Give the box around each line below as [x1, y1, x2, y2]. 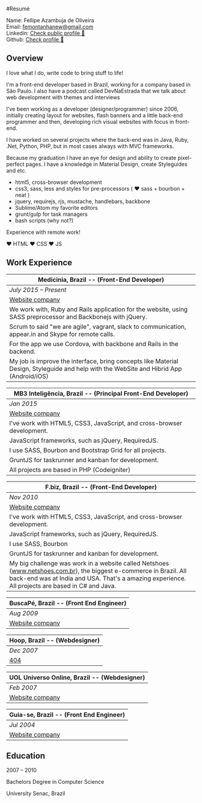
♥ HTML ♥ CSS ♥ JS [6, 240, 62, 247]
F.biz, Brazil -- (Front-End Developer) [44, 483, 158, 491]
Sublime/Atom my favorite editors [14, 204, 98, 211]
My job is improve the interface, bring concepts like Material [9, 357, 179, 365]
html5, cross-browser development [14, 179, 102, 186]
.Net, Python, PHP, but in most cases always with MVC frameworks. [6, 142, 174, 150]
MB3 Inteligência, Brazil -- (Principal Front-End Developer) [14, 389, 188, 397]
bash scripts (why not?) [14, 216, 74, 224]
